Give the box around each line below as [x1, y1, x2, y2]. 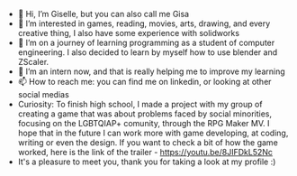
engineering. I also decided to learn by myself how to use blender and [17, 47, 277, 58]
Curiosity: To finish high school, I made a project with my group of [17, 99, 263, 109]
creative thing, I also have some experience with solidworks [17, 28, 240, 38]
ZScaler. [17, 57, 49, 67]
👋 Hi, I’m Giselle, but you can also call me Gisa [17, 9, 190, 19]
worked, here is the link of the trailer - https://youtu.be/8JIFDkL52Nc [17, 147, 273, 157]
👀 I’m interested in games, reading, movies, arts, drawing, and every [17, 18, 271, 29]
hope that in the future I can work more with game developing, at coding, [17, 127, 289, 138]
